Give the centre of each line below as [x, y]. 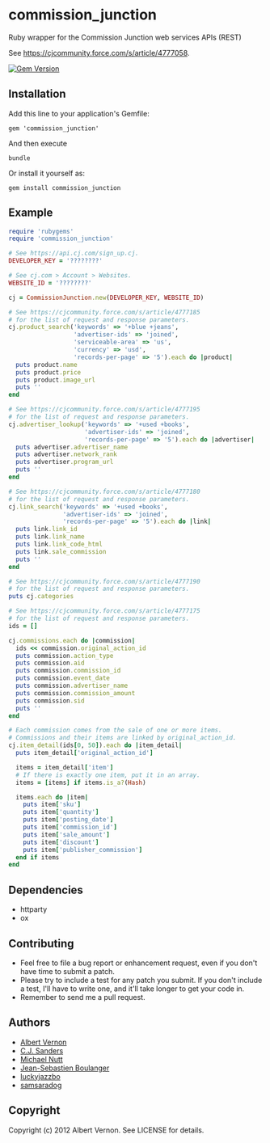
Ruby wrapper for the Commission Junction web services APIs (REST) [125, 37]
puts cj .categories [41, 597]
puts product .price [49, 372]
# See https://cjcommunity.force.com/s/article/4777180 [104, 491]
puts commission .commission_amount [76, 693]
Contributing [41, 943]
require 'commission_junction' [61, 239]
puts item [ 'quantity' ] [61, 812]
